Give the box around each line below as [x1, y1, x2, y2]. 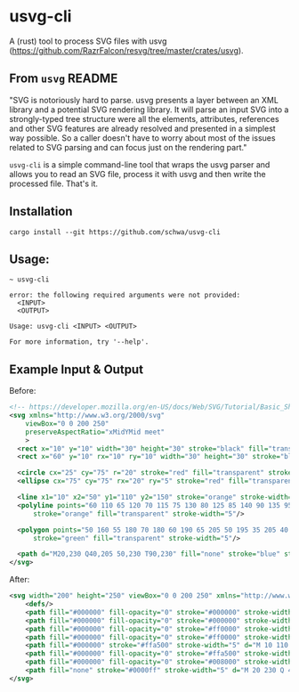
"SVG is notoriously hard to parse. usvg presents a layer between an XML [9, 94, 279, 105]
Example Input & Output [9, 362, 144, 377]
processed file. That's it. [9, 178, 98, 189]
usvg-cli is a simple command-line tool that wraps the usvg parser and [9, 159, 271, 170]
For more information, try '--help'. [9, 338, 149, 346]
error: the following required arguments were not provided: [9, 291, 241, 300]
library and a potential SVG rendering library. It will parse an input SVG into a [9, 104, 289, 115]
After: [9, 574, 30, 585]
